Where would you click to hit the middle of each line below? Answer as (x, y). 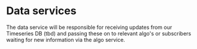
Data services (41, 11)
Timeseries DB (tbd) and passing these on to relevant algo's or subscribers (99, 33)
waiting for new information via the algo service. (66, 40)
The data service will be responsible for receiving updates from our (89, 27)
